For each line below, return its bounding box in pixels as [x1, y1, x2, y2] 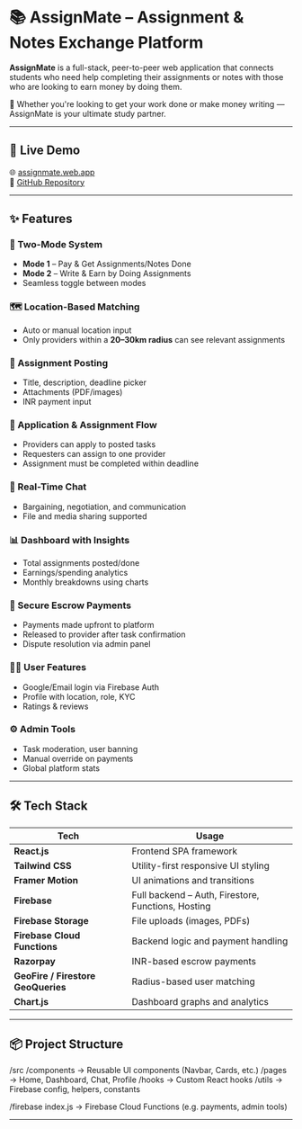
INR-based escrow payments [131, 954, 256, 967]
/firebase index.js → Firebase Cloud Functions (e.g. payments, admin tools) [9, 1101, 288, 1112]
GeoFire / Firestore [13, 969, 96, 981]
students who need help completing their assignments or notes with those [9, 71, 284, 82]
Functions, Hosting [131, 900, 211, 912]
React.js [13, 845, 49, 857]
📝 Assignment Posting [9, 356, 109, 369]
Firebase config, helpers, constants [9, 1084, 141, 1095]
